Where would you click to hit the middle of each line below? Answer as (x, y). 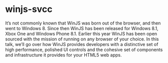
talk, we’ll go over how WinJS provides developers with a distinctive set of (82, 44)
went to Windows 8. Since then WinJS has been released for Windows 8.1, (82, 28)
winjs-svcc (29, 9)
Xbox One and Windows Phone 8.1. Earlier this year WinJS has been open (81, 33)
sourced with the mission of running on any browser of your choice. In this (82, 39)
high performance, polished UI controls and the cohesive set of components (84, 49)
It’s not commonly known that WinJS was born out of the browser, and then (83, 23)
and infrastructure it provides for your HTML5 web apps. (63, 55)
